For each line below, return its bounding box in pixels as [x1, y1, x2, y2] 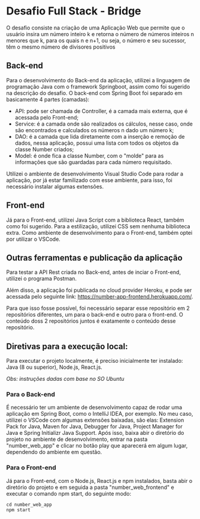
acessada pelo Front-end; [14, 114, 79, 121]
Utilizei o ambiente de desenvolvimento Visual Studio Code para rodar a [6, 170, 184, 177]
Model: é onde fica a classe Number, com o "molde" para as [14, 152, 164, 159]
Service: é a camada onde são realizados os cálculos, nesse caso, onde [14, 120, 193, 127]
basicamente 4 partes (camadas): [6, 96, 90, 103]
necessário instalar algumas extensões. [6, 183, 104, 190]
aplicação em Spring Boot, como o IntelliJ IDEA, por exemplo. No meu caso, [6, 410, 193, 417]
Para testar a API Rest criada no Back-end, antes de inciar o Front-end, [6, 269, 181, 276]
